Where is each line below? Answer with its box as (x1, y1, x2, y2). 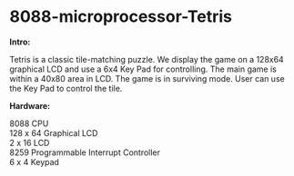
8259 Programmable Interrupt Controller (9, 147, 161, 158)
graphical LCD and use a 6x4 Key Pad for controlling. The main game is (9, 64, 278, 74)
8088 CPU (9, 118, 49, 129)
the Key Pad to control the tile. (9, 83, 123, 93)
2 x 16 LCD (9, 137, 50, 148)
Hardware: (9, 100, 51, 111)
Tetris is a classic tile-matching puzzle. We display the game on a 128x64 (9, 54, 284, 64)
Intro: (9, 36, 31, 47)
